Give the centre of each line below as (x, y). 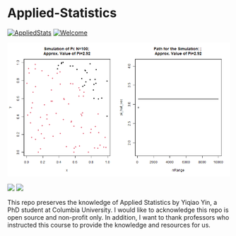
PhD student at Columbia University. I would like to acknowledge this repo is (118, 210)
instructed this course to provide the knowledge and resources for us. (109, 225)
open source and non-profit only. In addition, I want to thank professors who (118, 218)
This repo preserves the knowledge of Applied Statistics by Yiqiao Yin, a (112, 203)
